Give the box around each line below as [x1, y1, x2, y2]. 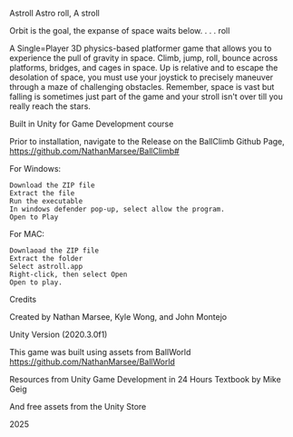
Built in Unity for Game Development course [9, 118, 174, 129]
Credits [9, 294, 37, 304]
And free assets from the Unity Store [9, 402, 147, 412]
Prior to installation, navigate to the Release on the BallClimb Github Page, [9, 136, 286, 146]
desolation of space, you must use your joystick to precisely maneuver [9, 72, 274, 83]
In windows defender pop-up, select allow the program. [9, 204, 225, 214]
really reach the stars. [9, 101, 91, 112]
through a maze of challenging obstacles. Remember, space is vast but [9, 82, 275, 92]
